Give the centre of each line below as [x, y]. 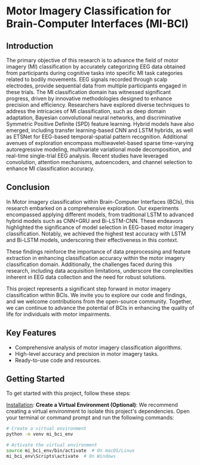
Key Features [31, 333]
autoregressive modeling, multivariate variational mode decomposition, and [99, 149]
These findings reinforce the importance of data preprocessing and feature [99, 251]
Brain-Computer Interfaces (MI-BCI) [98, 24]
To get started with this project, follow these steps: [69, 393]
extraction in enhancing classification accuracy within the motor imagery [96, 258]
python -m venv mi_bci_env [40, 434]
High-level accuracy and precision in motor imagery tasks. [87, 354]
